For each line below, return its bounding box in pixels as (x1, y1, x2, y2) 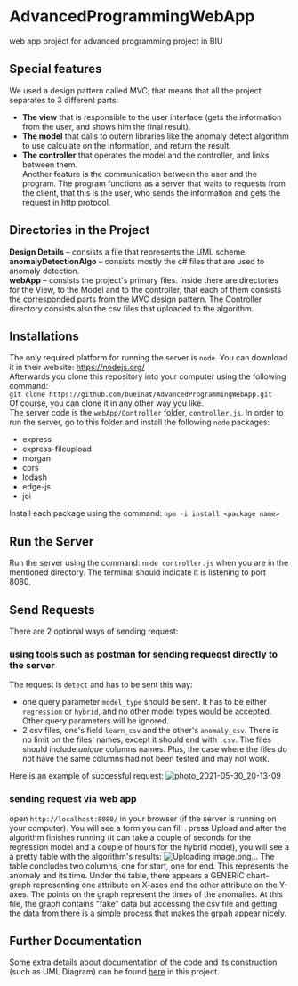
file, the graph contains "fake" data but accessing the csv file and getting (9, 898, 278, 909)
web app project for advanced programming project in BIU (9, 36, 223, 46)
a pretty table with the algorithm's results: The (9, 851, 275, 861)
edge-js (21, 481, 52, 492)
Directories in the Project (9, 222, 150, 238)
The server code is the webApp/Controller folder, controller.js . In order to (9, 408, 284, 418)
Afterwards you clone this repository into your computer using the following (9, 371, 286, 382)
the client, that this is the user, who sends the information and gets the (21, 187, 281, 198)
